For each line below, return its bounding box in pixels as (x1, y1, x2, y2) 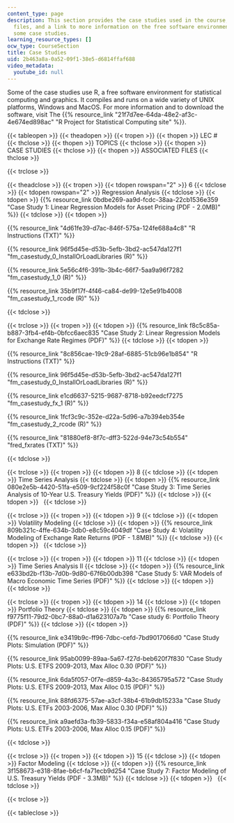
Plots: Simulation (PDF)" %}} (7, 641, 89, 649)
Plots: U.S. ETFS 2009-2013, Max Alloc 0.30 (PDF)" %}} (7, 662, 167, 670)
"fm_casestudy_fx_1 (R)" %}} (7, 399, 89, 407)
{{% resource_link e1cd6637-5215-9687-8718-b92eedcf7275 (7, 391, 183, 400)
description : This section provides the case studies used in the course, (7, 17, 229, 24)
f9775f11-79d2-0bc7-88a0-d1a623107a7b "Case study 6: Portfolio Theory (7, 612, 219, 620)
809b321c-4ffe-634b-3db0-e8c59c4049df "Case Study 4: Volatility (7, 525, 203, 534)
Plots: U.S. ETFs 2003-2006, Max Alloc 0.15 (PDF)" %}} (7, 724, 166, 733)
